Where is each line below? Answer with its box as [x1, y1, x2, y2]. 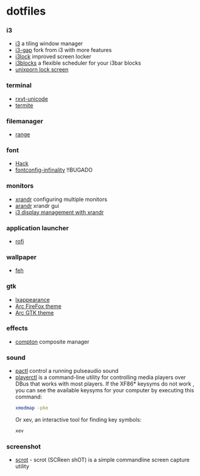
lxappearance [15, 296, 50, 303]
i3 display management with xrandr [15, 208, 104, 216]
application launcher [6, 224, 69, 232]
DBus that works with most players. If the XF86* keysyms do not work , [15, 380, 195, 387]
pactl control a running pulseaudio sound [15, 367, 119, 375]
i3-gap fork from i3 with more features [15, 46, 112, 54]
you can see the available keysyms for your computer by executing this [15, 387, 195, 394]
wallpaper [6, 252, 37, 261]
